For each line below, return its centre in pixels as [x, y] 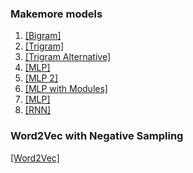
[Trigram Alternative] [68, 57]
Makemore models [56, 14]
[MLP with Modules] [66, 89]
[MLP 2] [41, 78]
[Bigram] [43, 36]
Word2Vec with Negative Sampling [97, 136]
